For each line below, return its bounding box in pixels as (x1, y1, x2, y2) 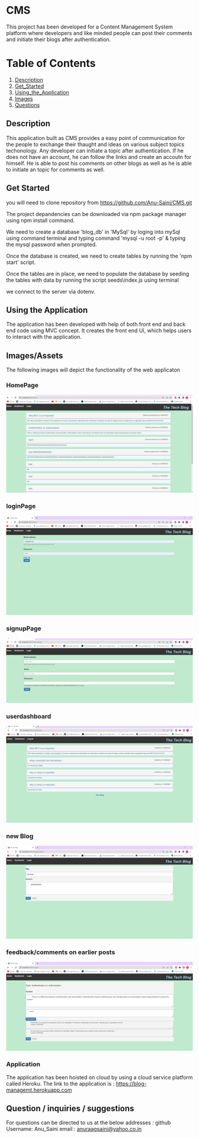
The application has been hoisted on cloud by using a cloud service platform (6, 1073, 193, 1080)
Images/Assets (6, 351, 63, 361)
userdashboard (6, 712, 52, 720)
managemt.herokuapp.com (6, 1086, 72, 1094)
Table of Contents (6, 57, 96, 70)
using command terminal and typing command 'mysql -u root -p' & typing (6, 234, 186, 241)
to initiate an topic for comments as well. (6, 166, 105, 173)
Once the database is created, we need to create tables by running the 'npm (6, 252, 192, 259)
